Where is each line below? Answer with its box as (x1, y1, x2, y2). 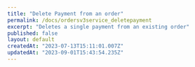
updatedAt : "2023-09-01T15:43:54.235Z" (7, 50, 124, 57)
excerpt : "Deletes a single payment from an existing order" (7, 23, 190, 30)
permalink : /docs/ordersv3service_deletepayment (7, 17, 152, 24)
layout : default (7, 36, 55, 43)
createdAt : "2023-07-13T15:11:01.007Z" (7, 43, 124, 50)
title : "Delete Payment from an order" (7, 10, 124, 17)
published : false (7, 29, 58, 37)
